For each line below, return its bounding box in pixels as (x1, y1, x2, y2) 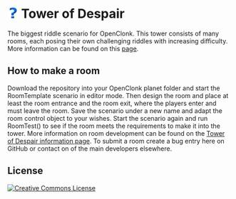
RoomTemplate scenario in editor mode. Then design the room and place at (7, 91, 229, 99)
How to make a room (7, 65, 101, 77)
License (7, 165, 43, 177)
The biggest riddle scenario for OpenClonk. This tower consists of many (7, 29, 220, 38)
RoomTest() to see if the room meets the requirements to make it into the (7, 122, 221, 130)
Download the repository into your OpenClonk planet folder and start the (7, 84, 220, 92)
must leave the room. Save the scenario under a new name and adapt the (7, 106, 223, 115)
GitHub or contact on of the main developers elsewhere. (7, 144, 173, 153)
